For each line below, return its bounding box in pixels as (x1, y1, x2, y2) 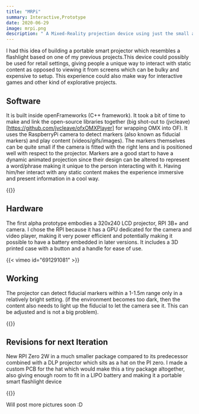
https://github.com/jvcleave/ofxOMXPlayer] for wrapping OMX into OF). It (8, 124, 188, 131)
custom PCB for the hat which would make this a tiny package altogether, (6, 365, 185, 372)
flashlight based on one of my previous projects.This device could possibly (6, 54, 189, 61)
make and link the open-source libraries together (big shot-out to (6, 118, 165, 125)
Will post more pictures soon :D (6, 401, 83, 408)
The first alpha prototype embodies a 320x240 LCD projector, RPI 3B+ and (6, 219, 188, 227)
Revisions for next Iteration (6, 337, 108, 347)
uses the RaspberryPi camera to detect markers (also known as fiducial (6, 130, 181, 137)
